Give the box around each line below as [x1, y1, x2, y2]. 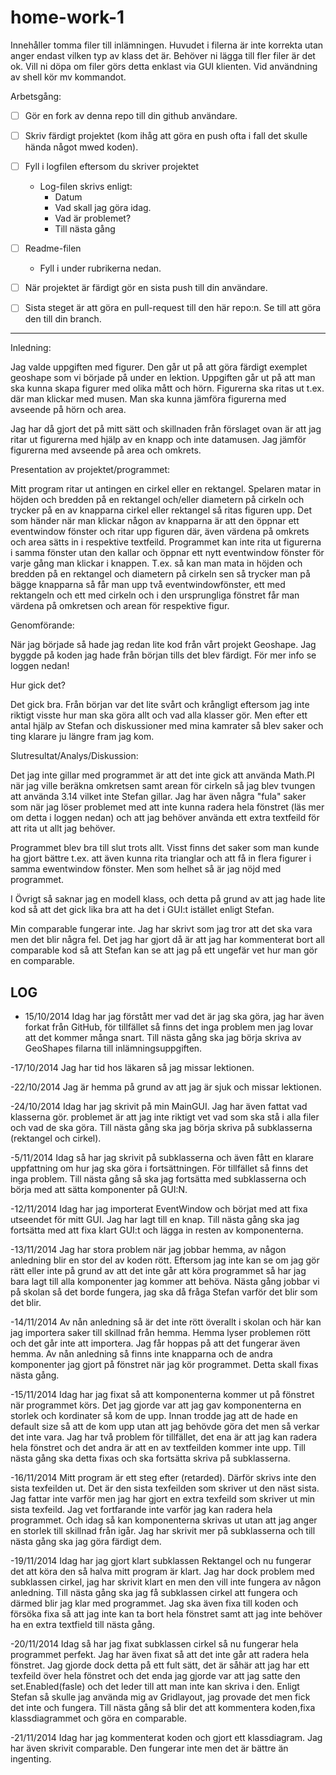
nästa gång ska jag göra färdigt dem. [10, 1536, 162, 1548]
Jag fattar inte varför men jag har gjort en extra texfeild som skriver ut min [10, 1493, 316, 1505]
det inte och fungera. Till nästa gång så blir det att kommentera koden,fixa [10, 1702, 316, 1714]
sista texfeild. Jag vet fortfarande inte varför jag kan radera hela [10, 1504, 273, 1516]
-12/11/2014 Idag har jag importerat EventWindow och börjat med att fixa [10, 1203, 308, 1215]
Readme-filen [24, 242, 82, 255]
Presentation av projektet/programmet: [10, 464, 171, 476]
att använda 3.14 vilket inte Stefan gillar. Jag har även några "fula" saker [10, 791, 307, 803]
